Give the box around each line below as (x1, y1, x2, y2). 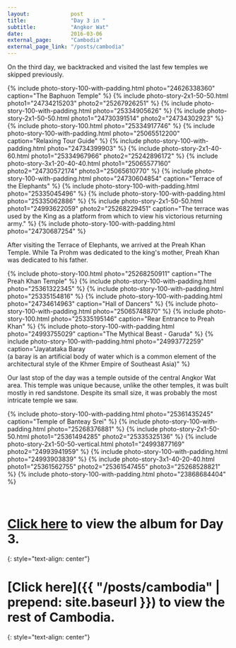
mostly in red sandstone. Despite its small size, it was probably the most (7, 389, 218, 397)
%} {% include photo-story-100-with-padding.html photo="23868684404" (7, 470, 226, 478)
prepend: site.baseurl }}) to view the (7, 594, 225, 610)
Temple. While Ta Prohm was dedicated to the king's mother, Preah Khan (7, 249, 220, 256)
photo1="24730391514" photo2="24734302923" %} (71, 114, 224, 123)
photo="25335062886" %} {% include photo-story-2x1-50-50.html (7, 197, 203, 205)
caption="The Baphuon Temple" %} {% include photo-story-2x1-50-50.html (7, 91, 228, 100)
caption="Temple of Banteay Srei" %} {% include (7, 417, 151, 426)
